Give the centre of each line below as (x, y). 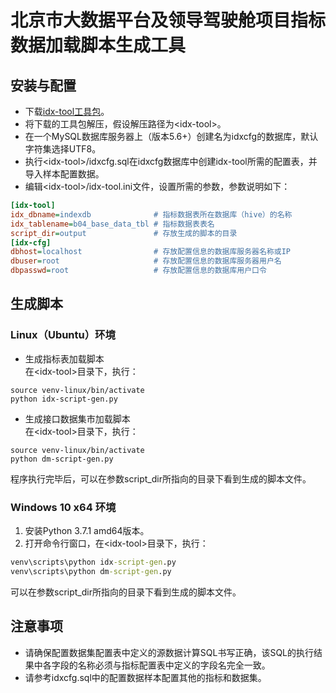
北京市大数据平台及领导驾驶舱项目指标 (168, 20)
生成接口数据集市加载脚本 (77, 418)
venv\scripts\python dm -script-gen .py (91, 571)
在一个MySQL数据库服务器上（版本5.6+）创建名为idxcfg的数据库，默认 (171, 136)
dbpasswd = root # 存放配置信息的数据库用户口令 (138, 271)
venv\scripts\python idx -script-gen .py (93, 562)
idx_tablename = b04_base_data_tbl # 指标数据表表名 (112, 224)
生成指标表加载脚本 (64, 358)
